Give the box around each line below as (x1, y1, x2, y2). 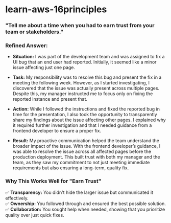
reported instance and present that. (12, 96, 88, 102)
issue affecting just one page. (12, 64, 76, 71)
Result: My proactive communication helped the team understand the (12, 138, 160, 144)
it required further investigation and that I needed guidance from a (12, 122, 152, 128)
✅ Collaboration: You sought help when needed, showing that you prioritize (5, 206, 165, 212)
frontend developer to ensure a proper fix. (12, 128, 102, 134)
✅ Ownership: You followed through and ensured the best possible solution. (5, 200, 166, 207)
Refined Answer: (5, 42, 48, 49)
